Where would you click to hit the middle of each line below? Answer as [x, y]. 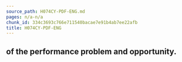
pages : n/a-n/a [25, 17]
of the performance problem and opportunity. [91, 51]
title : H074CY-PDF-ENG [34, 28]
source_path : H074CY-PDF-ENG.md [45, 11]
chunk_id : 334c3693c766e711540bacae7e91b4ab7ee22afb [72, 22]
